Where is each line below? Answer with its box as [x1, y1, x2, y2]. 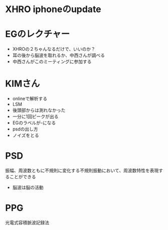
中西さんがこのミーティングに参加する [12, 59, 92, 65]
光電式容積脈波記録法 [5, 219, 49, 225]
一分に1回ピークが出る [12, 113, 59, 120]
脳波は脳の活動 [12, 184, 44, 190]
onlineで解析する [12, 95, 48, 102]
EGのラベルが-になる [12, 120, 56, 126]
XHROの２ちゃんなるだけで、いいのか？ [12, 46, 95, 52]
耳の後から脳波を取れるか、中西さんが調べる [12, 52, 105, 58]
